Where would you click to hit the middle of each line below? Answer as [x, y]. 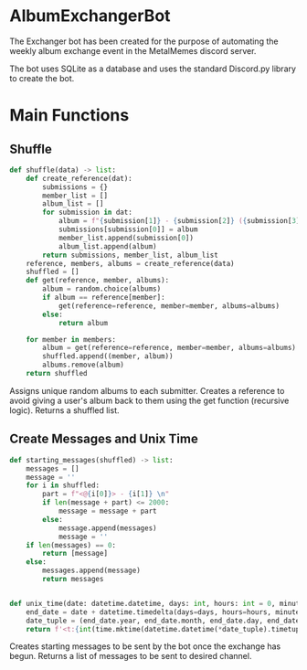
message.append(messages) [107, 528]
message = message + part [107, 511]
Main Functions [69, 116]
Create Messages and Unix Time [104, 439]
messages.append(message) [92, 571]
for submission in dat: [87, 213]
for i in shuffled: [63, 485]
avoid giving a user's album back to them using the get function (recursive [149, 400]
